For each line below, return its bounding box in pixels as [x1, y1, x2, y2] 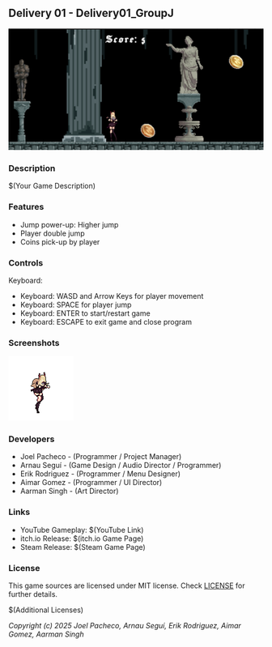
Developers [8, 433, 55, 445]
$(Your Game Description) [8, 181, 96, 191]
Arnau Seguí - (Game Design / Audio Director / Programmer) [19, 461, 222, 470]
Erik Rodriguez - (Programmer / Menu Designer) [19, 469, 181, 479]
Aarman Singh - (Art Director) [19, 486, 119, 496]
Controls [8, 257, 44, 268]
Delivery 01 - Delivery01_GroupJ [8, 6, 174, 20]
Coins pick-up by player [19, 236, 100, 246]
